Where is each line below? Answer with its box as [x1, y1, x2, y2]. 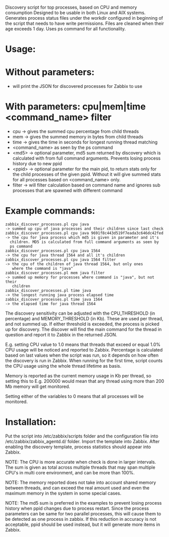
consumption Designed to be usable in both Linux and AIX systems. [5, 10, 146, 16]
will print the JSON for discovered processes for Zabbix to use [12, 83, 143, 89]
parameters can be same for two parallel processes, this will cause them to [5, 510, 161, 517]
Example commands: [5, 205, 95, 217]
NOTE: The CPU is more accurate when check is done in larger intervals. [5, 459, 156, 465]
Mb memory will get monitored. [5, 383, 71, 389]
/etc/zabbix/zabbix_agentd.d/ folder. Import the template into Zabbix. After [5, 438, 160, 444]
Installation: [5, 416, 57, 428]
